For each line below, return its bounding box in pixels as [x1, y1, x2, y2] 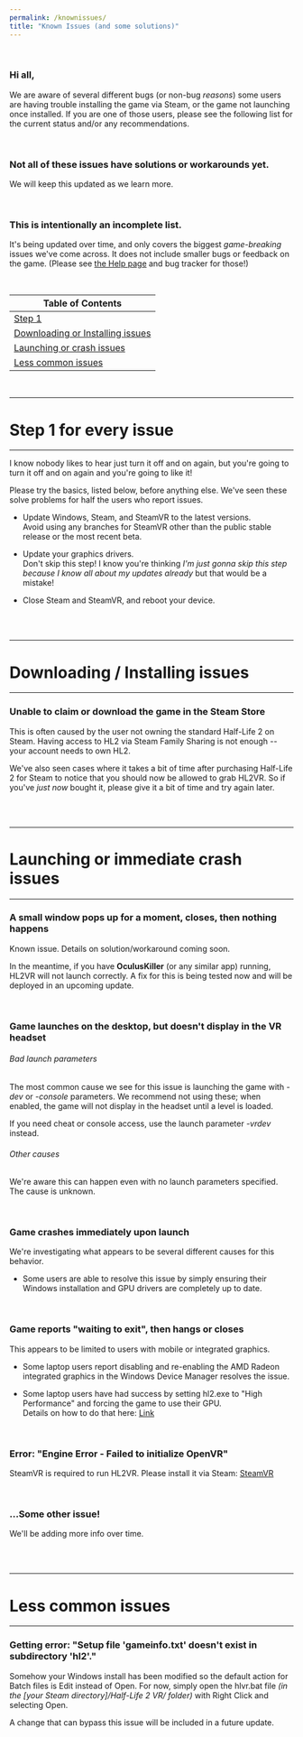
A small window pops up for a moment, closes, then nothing [9, 911, 278, 924]
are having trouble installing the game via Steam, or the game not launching [9, 98, 290, 109]
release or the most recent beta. [22, 531, 142, 542]
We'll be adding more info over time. [9, 1529, 144, 1539]
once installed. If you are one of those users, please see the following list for [9, 108, 293, 119]
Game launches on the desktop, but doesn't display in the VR [9, 1020, 282, 1032]
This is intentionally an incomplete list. [9, 218, 182, 231]
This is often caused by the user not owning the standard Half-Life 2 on [9, 725, 275, 736]
